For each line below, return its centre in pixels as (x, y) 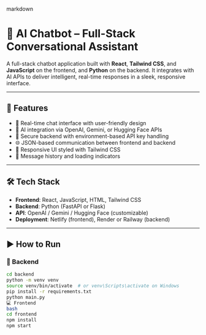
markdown (20, 9)
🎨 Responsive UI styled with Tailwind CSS (68, 149)
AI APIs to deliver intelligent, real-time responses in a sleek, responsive (96, 77)
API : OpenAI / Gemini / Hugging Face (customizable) (82, 213)
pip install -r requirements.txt (49, 291)
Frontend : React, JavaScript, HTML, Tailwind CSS (78, 199)
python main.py (26, 297)
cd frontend (21, 314)
